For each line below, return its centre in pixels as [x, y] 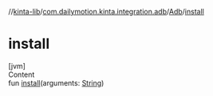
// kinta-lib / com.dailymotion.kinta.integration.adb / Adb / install [106, 12]
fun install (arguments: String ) [56, 82]
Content [22, 74]
